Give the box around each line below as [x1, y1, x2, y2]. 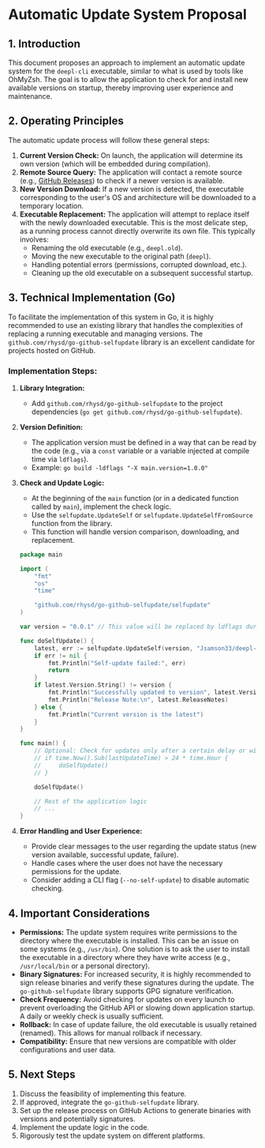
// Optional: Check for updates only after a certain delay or [34, 747, 246, 755]
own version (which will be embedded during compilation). [19, 159, 211, 168]
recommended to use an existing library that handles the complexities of [8, 320, 243, 329]
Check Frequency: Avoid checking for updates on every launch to [19, 994, 235, 1004]
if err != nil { [34, 652, 88, 660]
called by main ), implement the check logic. [31, 502, 172, 511]
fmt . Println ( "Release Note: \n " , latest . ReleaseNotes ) [48, 695, 229, 704]
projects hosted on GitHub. [8, 345, 96, 355]
